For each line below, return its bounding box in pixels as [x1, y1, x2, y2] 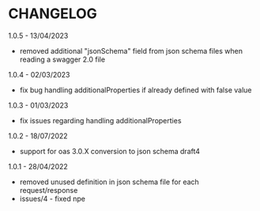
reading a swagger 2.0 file [19, 55, 105, 64]
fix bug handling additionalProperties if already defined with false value [19, 85, 252, 95]
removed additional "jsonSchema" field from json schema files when [19, 46, 243, 55]
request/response [19, 185, 78, 194]
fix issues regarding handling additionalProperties [19, 115, 182, 125]
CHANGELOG [8, 5, 97, 23]
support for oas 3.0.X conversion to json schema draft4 [19, 146, 200, 156]
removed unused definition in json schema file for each [19, 177, 199, 187]
